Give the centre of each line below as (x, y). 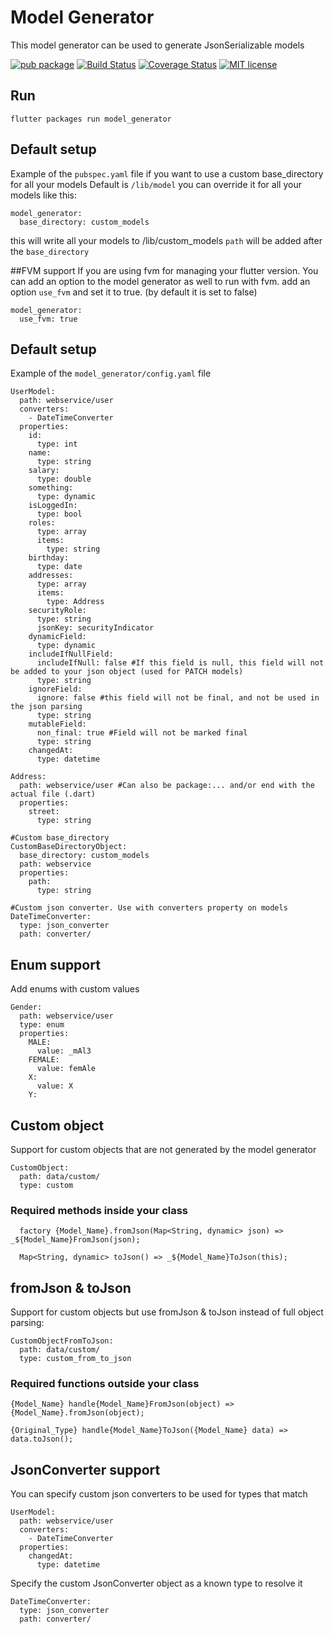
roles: (42, 523)
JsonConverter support (85, 1469)
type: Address (75, 602)
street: (44, 812)
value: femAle (66, 1069)
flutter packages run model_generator (91, 119)
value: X (55, 1086)
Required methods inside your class (99, 1210)
